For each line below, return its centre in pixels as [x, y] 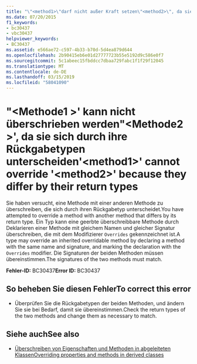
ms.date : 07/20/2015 [31, 17]
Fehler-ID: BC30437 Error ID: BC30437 [53, 271]
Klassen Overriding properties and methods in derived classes [89, 355]
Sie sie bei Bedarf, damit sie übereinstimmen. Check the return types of [100, 309]
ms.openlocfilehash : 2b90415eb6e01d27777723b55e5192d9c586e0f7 [85, 55]
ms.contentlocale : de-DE [36, 72]
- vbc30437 [19, 34]
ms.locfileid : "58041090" [38, 83]
